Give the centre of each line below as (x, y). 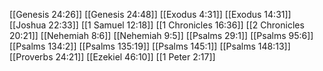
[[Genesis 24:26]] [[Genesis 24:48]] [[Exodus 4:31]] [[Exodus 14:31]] (150, 14)
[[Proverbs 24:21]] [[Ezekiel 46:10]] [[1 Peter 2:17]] (112, 57)
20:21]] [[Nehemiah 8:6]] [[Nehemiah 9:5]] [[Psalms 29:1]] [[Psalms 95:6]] (161, 35)
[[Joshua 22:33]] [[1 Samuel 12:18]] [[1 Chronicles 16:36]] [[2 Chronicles (157, 25)
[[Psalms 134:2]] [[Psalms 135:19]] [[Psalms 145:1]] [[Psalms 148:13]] (150, 46)
